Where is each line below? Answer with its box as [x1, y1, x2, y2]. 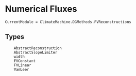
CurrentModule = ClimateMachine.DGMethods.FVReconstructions [5, 19, 132, 24]
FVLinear [14, 62, 32, 68]
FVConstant [14, 58, 36, 63]
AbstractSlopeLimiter [14, 50, 57, 55]
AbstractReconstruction [14, 45, 62, 51]
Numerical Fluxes [5, 3, 77, 15]
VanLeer [14, 67, 29, 72]
